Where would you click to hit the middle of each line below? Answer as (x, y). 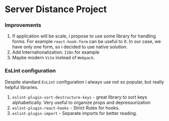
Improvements (23, 25)
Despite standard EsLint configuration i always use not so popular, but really (85, 82)
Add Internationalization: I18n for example (56, 52)
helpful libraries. (22, 87)
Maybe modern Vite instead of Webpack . (53, 58)
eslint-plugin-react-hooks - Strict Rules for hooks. (66, 108)
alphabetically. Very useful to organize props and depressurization (81, 102)
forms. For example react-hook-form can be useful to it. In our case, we (87, 42)
